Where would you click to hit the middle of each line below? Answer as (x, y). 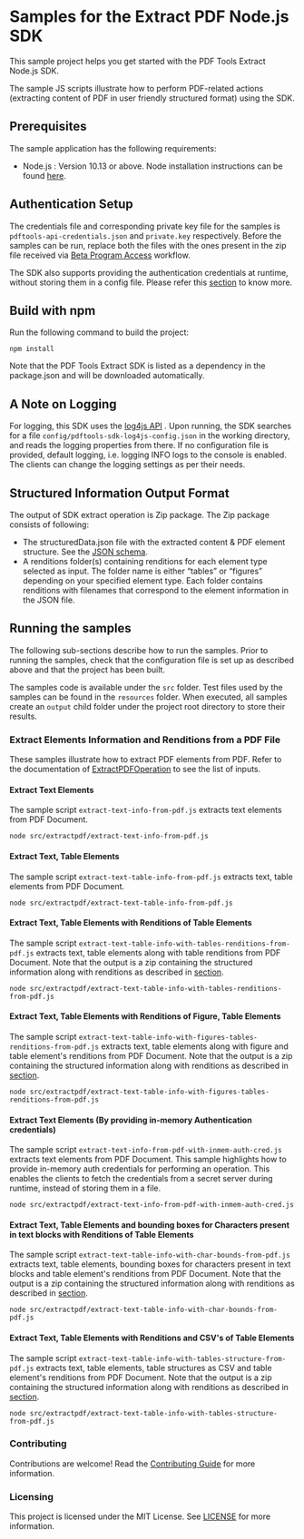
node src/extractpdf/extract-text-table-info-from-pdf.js (121, 903)
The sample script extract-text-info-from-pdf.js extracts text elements (146, 810)
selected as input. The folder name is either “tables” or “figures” (142, 571)
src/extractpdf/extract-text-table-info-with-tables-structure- (154, 1413)
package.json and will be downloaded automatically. (107, 376)
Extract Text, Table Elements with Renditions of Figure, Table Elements (145, 1016)
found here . (44, 175)
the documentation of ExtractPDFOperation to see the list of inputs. (135, 769)
